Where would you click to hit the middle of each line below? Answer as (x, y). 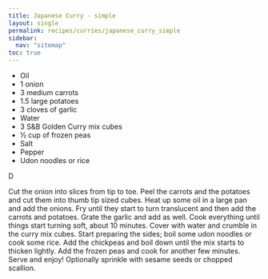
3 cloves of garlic (48, 110)
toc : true (25, 53)
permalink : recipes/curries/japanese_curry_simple (94, 30)
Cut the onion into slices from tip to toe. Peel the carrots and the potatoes (129, 191)
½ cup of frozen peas (55, 135)
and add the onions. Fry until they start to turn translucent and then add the (132, 208)
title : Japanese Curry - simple (62, 16)
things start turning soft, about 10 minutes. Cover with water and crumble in (133, 225)
